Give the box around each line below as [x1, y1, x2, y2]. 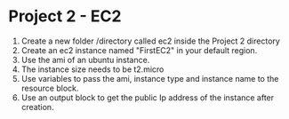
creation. [20, 101, 54, 112]
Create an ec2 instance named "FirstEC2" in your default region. [20, 44, 258, 55]
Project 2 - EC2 [8, 6, 122, 27]
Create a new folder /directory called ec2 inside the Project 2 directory [20, 36, 281, 46]
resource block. [20, 83, 79, 93]
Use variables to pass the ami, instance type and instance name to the [20, 73, 279, 83]
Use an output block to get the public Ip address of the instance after [20, 91, 275, 103]
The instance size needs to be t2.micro [20, 64, 165, 75]
